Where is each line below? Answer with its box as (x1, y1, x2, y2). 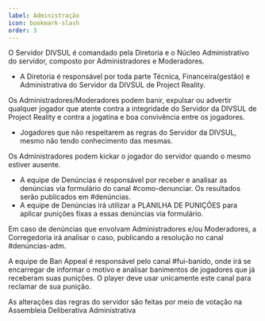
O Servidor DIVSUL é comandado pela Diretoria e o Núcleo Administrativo (8, 48, 250, 58)
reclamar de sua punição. (8, 282, 91, 292)
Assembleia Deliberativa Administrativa (8, 306, 136, 315)
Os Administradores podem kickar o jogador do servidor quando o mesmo (8, 151, 252, 161)
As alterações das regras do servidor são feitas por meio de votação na (8, 297, 243, 307)
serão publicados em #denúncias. (19, 192, 131, 202)
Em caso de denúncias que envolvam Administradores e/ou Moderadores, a (8, 224, 256, 234)
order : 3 (8, 26, 37, 34)
